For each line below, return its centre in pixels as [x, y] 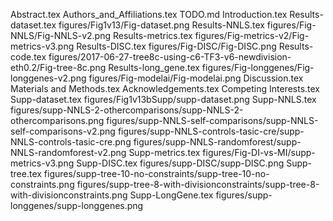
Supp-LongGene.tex [171, 195]
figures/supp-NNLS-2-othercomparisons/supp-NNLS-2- [127, 110]
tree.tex [26, 173]
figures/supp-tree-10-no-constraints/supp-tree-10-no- [156, 173]
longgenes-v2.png [48, 78]
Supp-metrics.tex [164, 152]
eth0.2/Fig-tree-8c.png [58, 67]
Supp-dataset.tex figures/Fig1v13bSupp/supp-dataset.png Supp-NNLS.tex [163, 99]
